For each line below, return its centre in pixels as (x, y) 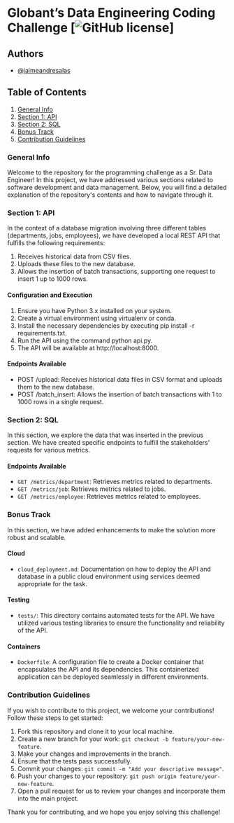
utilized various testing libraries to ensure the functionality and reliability (121, 623)
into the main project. (48, 798)
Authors (25, 54)
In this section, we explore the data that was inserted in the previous (105, 435)
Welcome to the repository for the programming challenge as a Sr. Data (110, 172)
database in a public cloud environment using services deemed (109, 576)
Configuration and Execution (50, 295)
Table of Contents (47, 92)
